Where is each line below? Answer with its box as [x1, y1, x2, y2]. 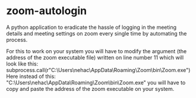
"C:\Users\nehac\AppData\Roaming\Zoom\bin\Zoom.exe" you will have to [6, 79, 186, 86]
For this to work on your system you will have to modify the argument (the [6, 47, 187, 54]
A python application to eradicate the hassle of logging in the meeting [6, 24, 177, 31]
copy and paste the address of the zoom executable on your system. [6, 85, 175, 92]
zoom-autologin [6, 4, 87, 18]
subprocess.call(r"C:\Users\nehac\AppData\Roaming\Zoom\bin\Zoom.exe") [6, 66, 191, 73]
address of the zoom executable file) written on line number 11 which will [6, 54, 184, 61]
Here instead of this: [6, 73, 56, 80]
